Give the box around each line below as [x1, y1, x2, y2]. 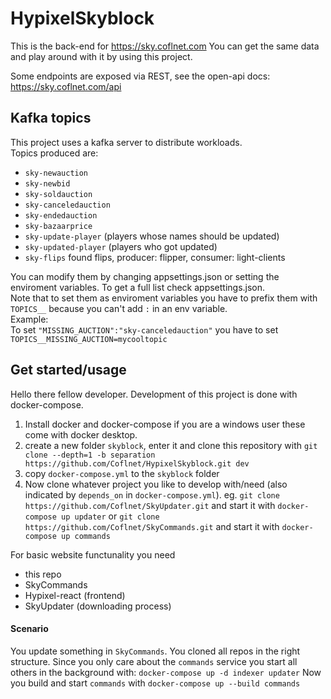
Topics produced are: [10, 147, 99, 159]
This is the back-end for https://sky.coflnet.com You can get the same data [10, 40, 320, 52]
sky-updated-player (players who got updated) [24, 240, 218, 252]
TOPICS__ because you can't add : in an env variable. [10, 302, 228, 314]
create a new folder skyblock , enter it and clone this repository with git [24, 439, 318, 451]
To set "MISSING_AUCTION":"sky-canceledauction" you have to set [10, 323, 279, 336]
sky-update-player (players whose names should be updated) [24, 230, 280, 242]
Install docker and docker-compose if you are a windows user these [24, 418, 306, 430]
